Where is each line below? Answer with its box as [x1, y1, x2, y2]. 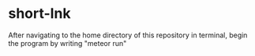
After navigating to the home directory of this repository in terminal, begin [8, 30, 248, 40]
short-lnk [8, 5, 71, 23]
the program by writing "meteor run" [8, 38, 127, 47]
